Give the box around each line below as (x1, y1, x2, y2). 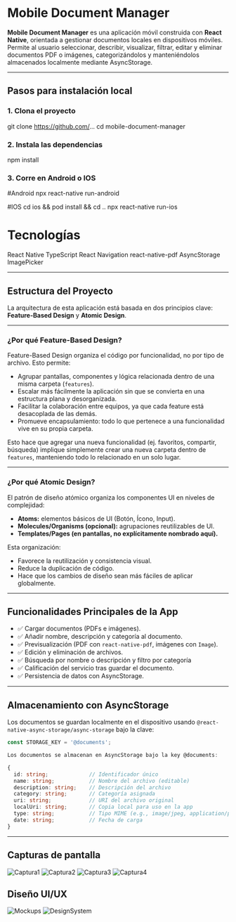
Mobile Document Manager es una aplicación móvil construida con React (7, 28, 223, 37)
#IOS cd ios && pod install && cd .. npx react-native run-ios (7, 202, 178, 212)
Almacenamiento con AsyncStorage (7, 699, 169, 711)
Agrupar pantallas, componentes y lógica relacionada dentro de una (17, 372, 215, 381)
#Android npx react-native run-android (7, 189, 119, 197)
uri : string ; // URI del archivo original (13, 797, 174, 804)
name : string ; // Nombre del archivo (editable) (13, 777, 190, 784)
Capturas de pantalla (7, 849, 100, 862)
